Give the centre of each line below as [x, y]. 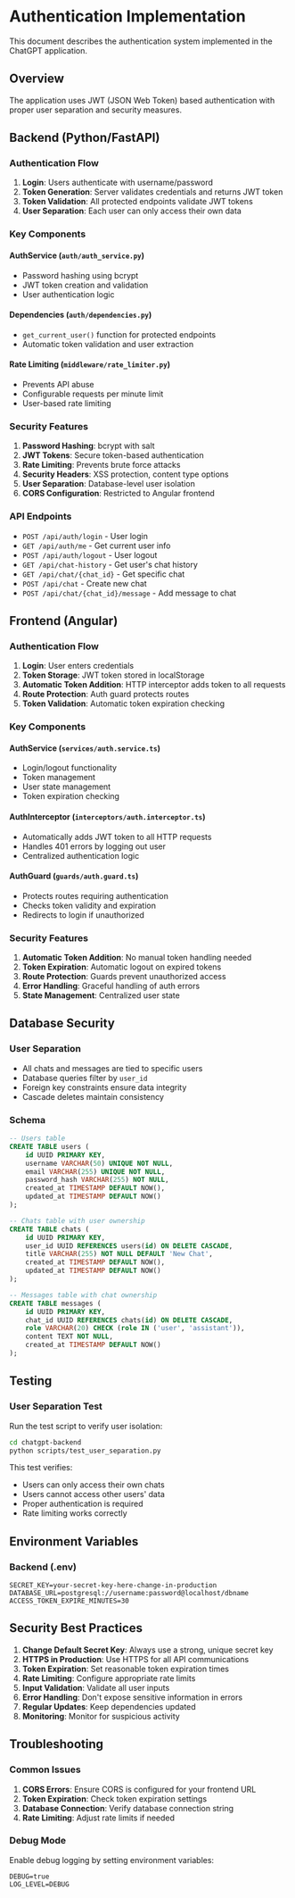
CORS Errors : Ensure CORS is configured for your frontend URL [139, 1789]
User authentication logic [68, 294]
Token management [59, 778]
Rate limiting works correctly [74, 1513]
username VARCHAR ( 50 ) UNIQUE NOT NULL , [99, 1163]
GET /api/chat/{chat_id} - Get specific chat [103, 574]
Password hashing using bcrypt [80, 275]
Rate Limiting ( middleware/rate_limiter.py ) [90, 364]
